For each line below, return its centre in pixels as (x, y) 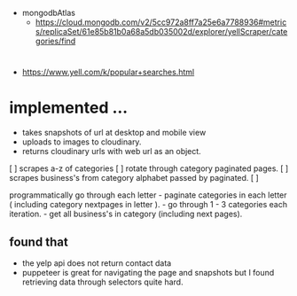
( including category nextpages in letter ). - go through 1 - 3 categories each (148, 205)
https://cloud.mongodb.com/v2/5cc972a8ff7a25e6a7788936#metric (161, 22)
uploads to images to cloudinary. (82, 142)
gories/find (55, 41)
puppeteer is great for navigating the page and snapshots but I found (148, 272)
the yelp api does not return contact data (97, 263)
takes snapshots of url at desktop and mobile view (114, 133)
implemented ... (69, 108)
